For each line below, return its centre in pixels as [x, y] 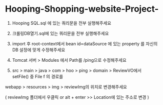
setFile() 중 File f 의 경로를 [38, 76]
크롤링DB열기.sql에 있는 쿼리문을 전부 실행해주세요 [60, 33]
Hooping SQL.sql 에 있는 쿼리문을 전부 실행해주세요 [61, 23]
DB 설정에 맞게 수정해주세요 [39, 50]
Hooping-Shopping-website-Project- [82, 9]
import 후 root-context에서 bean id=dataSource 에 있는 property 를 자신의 [85, 44]
